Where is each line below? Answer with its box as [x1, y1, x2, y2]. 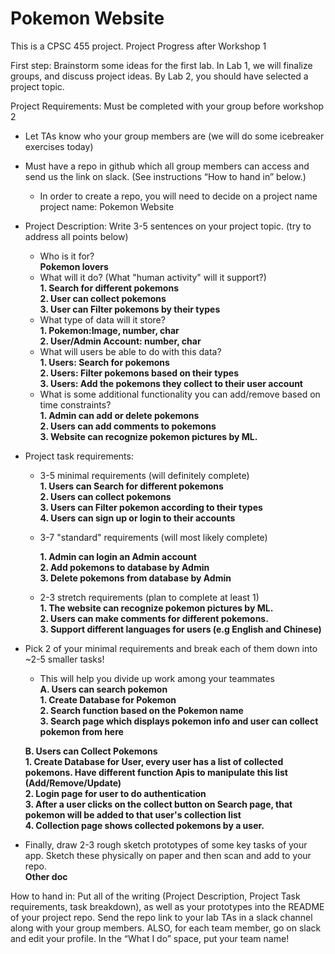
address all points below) [24, 230, 129, 242]
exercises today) [24, 140, 94, 152]
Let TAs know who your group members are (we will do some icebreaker [24, 130, 325, 142]
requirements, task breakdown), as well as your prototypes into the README [10, 900, 325, 912]
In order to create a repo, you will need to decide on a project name [39, 190, 318, 202]
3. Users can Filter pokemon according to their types [39, 501, 263, 513]
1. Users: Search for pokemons [39, 356, 170, 368]
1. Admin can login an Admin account [39, 550, 197, 562]
